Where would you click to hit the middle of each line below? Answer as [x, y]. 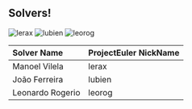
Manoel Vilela [38, 66]
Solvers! [30, 13]
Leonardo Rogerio [46, 92]
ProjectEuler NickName [134, 52]
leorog [100, 92]
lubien [100, 79]
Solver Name [38, 52]
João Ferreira [38, 79]
